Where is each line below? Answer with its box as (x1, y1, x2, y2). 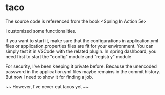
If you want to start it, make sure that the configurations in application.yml (5, 37, 159, 44)
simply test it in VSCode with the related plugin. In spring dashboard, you (5, 48, 157, 54)
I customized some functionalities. (5, 28, 77, 34)
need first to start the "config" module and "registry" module (5, 53, 132, 59)
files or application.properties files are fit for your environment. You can (5, 43, 154, 49)
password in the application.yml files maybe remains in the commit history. (5, 68, 160, 74)
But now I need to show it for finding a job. (5, 74, 93, 80)
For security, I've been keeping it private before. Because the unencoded (5, 63, 157, 69)
